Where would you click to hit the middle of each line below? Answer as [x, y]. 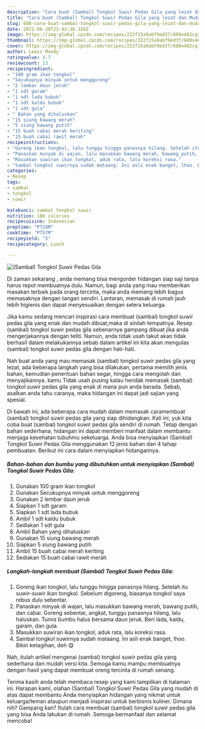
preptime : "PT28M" [30, 227]
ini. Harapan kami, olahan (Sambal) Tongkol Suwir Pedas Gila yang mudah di [102, 688]
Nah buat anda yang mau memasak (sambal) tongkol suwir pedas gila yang [101, 361]
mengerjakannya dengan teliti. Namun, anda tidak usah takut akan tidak [96, 336]
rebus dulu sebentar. [42, 600]
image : [15, 35]
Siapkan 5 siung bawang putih [54, 544]
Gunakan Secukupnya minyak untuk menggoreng [78, 492]
